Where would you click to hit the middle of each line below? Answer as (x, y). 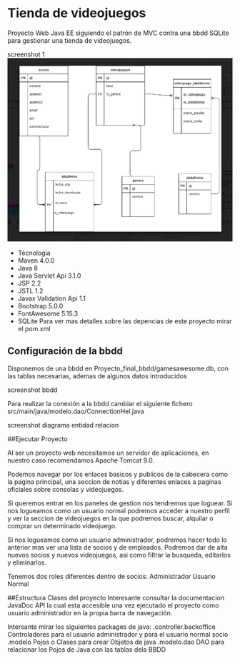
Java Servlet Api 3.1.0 (49, 276)
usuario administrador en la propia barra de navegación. (90, 612)
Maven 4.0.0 (36, 260)
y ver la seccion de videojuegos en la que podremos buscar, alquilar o (110, 518)
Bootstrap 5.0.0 (40, 306)
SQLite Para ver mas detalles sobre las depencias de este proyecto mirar (125, 321)
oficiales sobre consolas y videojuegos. (66, 489)
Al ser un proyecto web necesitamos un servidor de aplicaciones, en (108, 453)
